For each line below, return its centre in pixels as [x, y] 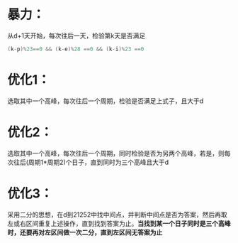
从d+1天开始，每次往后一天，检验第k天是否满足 [76, 36]
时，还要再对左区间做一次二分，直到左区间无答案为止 [85, 232]
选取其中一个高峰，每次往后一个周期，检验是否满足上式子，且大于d [106, 101]
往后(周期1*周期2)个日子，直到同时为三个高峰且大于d [91, 162]
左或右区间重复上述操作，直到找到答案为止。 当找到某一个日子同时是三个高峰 [119, 223]
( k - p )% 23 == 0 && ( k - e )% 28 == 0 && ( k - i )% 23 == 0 [76, 49]
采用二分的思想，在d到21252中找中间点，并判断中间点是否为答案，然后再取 [118, 215]
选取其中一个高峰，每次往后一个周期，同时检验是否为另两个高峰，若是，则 [116, 153]
